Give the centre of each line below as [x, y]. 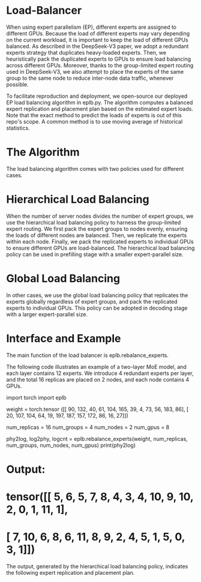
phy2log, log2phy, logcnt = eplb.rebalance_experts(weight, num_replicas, [97, 439]
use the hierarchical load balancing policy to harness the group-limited [94, 222]
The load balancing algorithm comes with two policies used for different [95, 169]
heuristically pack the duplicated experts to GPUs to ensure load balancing [99, 59]
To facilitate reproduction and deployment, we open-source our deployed [97, 96]
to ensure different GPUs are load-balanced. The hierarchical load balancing [100, 248]
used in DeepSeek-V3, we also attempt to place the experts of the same [95, 71]
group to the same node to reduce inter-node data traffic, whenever [90, 78]
